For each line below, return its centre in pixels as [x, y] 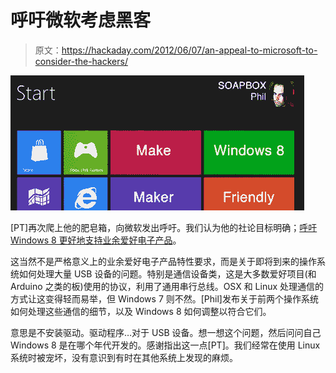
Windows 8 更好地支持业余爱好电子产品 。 [96, 240]
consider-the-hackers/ [81, 61]
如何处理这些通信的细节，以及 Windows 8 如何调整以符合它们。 [141, 311]
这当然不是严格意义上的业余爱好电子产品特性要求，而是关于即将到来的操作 [163, 261]
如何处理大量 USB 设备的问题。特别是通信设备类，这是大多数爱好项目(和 [167, 273]
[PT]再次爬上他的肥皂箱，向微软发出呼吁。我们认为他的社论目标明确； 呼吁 [164, 227]
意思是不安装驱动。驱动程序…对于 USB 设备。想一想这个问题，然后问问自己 [166, 332]
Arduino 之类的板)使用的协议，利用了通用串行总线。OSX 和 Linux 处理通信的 [167, 286]
